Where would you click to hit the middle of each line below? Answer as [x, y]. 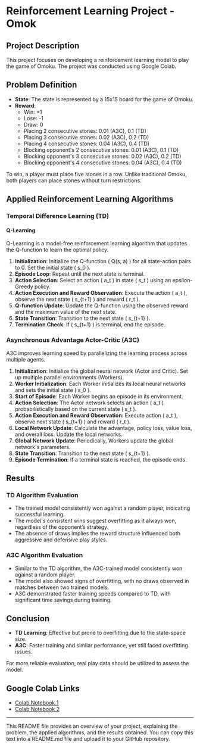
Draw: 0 [33, 124]
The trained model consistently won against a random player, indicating [102, 508]
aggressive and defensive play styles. [61, 540]
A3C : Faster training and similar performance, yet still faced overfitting [101, 646]
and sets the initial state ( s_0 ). [53, 390]
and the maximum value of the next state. [66, 312]
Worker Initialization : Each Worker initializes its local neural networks [100, 384]
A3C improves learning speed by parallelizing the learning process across [97, 353]
